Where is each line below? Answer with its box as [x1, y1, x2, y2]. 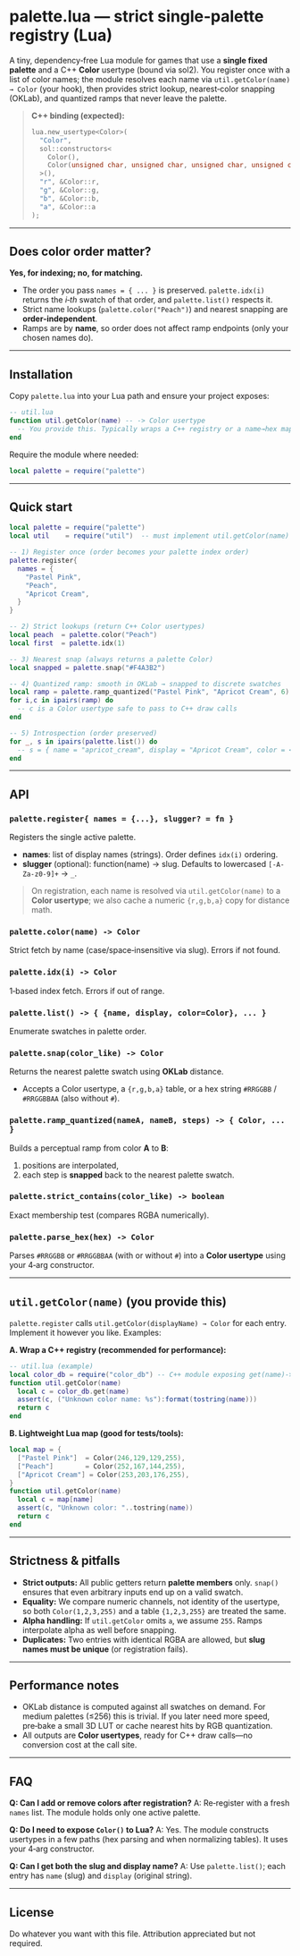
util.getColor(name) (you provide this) [9, 1294, 228, 1309]
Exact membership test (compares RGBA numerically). [9, 1210, 210, 1220]
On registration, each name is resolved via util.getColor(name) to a [30, 886, 281, 897]
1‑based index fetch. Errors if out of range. [9, 985, 165, 996]
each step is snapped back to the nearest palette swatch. [21, 1169, 235, 1180]
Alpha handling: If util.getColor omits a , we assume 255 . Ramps [21, 1615, 263, 1626]
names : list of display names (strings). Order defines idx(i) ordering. [21, 849, 279, 860]
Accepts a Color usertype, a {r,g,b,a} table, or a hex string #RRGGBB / [21, 1084, 277, 1094]
